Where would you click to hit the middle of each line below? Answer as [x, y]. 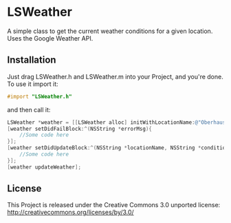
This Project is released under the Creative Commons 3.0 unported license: [114, 205]
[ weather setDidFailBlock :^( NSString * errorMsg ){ [80, 129]
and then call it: [29, 109]
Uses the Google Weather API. [50, 38]
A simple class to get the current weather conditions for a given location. [110, 31]
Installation [32, 60]
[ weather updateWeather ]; [44, 167]
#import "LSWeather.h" [40, 96]
